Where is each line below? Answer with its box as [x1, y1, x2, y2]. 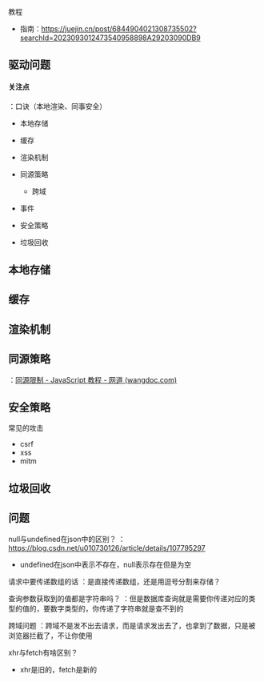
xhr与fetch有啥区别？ [8, 648, 78, 657]
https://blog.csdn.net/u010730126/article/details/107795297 [8, 543, 206, 552]
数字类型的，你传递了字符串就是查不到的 [50, 604, 184, 613]
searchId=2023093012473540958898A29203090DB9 [19, 33, 202, 42]
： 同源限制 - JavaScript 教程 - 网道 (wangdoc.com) [8, 375, 178, 384]
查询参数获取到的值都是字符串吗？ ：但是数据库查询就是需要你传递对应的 [8, 593, 249, 603]
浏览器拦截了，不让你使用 [8, 631, 93, 640]
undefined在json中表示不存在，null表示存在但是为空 [19, 560, 192, 569]
